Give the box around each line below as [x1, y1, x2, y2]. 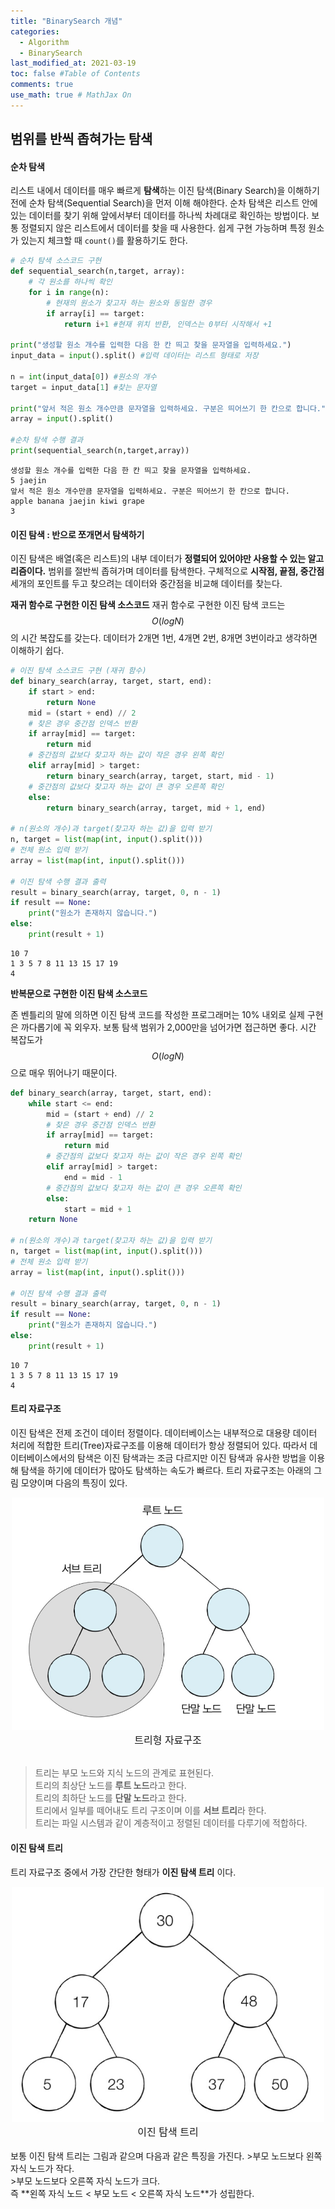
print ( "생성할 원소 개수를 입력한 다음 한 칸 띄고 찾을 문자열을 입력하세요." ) [10, 340, 292, 350]
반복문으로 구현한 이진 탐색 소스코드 [10, 987, 148, 999]
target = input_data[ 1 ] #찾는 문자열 [10, 382, 157, 392]
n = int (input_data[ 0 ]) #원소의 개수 [10, 371, 157, 382]
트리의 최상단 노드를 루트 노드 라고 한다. [34, 1780, 187, 1792]
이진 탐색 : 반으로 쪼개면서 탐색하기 [10, 528, 145, 540]
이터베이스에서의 [10, 1452, 76, 1464]
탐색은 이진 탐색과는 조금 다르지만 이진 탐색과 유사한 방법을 [76, 1452, 307, 1464]
